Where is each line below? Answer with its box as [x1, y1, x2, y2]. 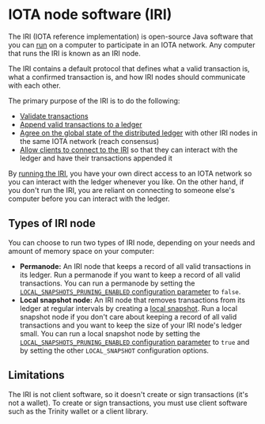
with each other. [8, 81, 61, 90]
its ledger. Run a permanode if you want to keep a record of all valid [19, 270, 241, 279]
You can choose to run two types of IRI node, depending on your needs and [8, 237, 256, 247]
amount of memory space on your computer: [8, 246, 155, 256]
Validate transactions [19, 111, 89, 120]
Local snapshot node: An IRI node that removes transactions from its [19, 295, 245, 305]
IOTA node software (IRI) [8, 6, 172, 24]
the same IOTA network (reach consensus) [19, 136, 160, 146]
